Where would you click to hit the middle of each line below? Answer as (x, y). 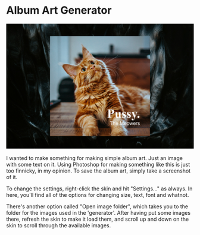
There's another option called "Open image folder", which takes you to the (97, 206)
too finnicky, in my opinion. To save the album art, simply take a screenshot (99, 171)
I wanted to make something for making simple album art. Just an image (95, 158)
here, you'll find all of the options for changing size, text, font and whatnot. (98, 195)
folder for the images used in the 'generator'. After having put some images (99, 212)
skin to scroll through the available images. (59, 225)
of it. (12, 177)
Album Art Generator (59, 10)
